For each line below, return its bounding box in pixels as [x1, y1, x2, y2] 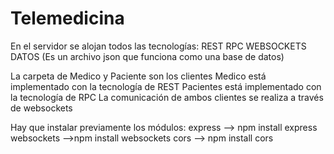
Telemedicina [10, 7, 125, 30]
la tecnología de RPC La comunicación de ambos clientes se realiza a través [10, 91, 324, 103]
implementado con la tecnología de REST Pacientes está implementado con [10, 80, 322, 92]
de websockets [10, 102, 73, 114]
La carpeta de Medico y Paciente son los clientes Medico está [10, 70, 267, 82]
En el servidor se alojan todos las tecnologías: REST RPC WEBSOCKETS [10, 40, 307, 52]
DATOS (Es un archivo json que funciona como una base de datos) [10, 50, 285, 62]
